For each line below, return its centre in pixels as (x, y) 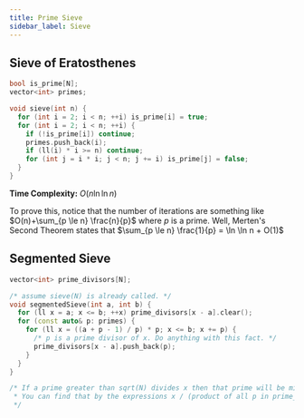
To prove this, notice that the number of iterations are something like (137, 210)
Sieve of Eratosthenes (73, 63)
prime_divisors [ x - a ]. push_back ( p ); (104, 346)
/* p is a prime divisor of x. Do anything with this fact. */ (155, 338)
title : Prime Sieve (46, 18)
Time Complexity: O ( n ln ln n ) (63, 193)
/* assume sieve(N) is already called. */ (90, 296)
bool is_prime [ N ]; (44, 84)
